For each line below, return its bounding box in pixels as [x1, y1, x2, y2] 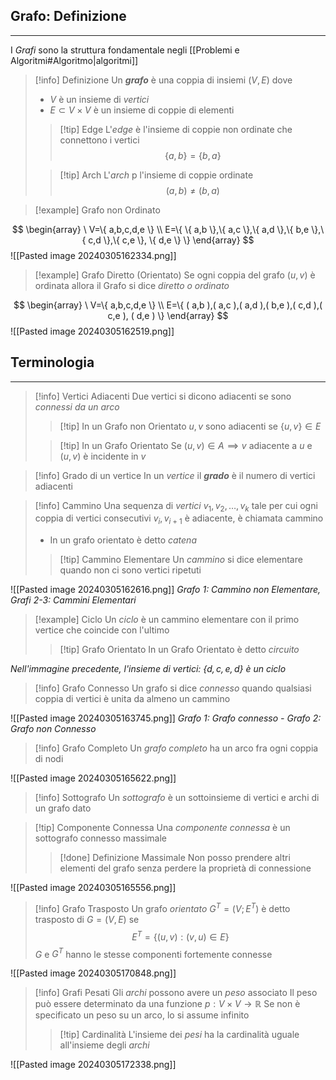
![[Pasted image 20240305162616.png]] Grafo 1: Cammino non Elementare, [10, 584, 322, 596]
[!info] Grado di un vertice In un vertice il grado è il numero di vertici [34, 469, 316, 481]
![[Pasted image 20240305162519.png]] [10, 325, 175, 337]
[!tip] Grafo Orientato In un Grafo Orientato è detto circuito [59, 644, 300, 656]
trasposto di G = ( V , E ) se [34, 913, 140, 925]
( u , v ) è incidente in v [59, 450, 147, 462]
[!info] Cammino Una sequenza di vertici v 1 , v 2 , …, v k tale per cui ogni [34, 499, 318, 514]
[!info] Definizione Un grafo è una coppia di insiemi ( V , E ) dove [34, 74, 293, 86]
